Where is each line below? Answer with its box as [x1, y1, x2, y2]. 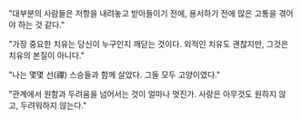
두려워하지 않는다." [20, 100, 87, 111]
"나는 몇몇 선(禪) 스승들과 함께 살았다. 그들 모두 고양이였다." [8, 69, 220, 80]
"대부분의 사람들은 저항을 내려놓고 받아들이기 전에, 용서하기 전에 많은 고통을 [8, 8, 277, 18]
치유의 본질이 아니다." [8, 50, 86, 61]
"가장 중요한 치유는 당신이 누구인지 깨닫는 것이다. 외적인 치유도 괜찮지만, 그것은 [8, 39, 288, 49]
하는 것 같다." [17, 19, 65, 30]
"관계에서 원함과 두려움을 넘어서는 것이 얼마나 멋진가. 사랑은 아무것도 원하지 [8, 89, 277, 99]
